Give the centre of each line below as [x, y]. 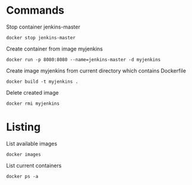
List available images [32, 143]
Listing [23, 127]
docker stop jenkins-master [41, 37]
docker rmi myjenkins [33, 104]
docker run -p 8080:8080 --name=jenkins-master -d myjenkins [84, 59]
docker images [24, 154]
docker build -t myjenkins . [42, 81]
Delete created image [32, 92]
